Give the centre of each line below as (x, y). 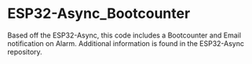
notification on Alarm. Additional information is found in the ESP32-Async (126, 43)
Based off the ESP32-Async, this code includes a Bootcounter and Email (124, 35)
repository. (25, 52)
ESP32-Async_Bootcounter (99, 14)
